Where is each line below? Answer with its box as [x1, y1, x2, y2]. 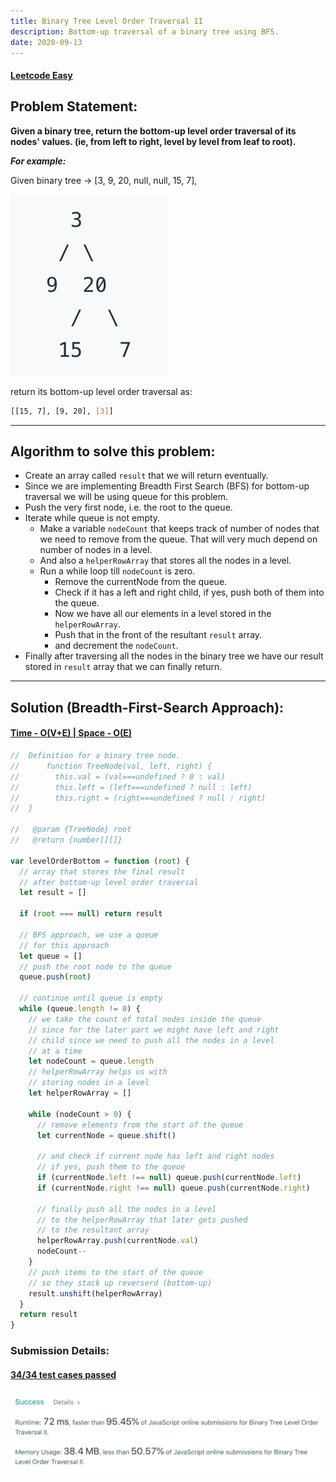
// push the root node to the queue [19, 961, 172, 972]
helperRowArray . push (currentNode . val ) [36, 1236, 199, 1246]
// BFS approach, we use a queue [19, 930, 159, 940]
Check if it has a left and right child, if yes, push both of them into [54, 586, 325, 599]
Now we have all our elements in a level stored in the [54, 608, 272, 620]
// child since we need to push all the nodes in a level [28, 1035, 275, 1045]
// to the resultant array [36, 1225, 150, 1235]
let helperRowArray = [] [28, 1088, 132, 1099]
